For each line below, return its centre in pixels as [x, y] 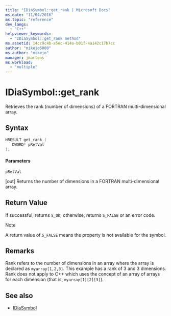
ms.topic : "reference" [29, 19]
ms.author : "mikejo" [27, 53]
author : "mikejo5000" [28, 48]
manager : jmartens [25, 58]
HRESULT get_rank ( [26, 140]
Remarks [20, 251]
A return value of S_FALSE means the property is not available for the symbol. [86, 235]
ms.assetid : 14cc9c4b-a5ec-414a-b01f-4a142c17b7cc [60, 43]
